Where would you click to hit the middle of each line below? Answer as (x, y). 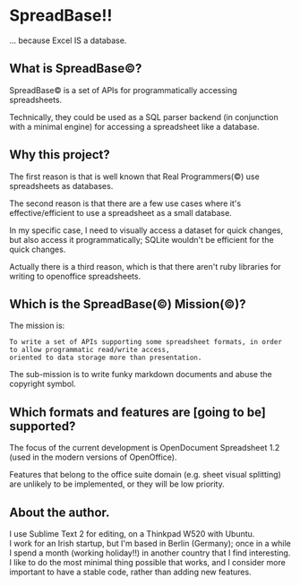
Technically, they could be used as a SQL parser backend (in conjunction (144, 116)
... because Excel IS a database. (68, 40)
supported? (43, 426)
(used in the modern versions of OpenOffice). (93, 457)
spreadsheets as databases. (61, 185)
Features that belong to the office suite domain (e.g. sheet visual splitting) (146, 475)
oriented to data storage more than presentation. (106, 358)
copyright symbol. (43, 384)
